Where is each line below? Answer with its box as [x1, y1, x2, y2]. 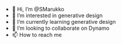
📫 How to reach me [11, 32, 62, 38]
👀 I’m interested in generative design [11, 12, 103, 19]
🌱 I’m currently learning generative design [11, 18, 116, 25]
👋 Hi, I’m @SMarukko [11, 6, 65, 12]
